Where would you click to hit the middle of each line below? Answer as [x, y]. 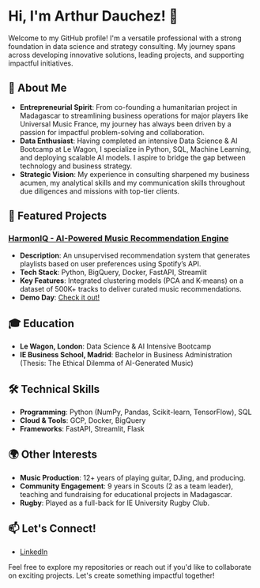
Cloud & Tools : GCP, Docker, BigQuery [83, 420]
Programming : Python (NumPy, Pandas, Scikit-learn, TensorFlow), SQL [136, 412]
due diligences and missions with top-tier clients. [100, 191]
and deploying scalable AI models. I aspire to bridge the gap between [133, 157]
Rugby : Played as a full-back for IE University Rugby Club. [115, 503]
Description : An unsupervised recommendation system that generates [135, 255]
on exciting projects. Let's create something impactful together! [111, 575]
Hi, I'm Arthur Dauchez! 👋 [93, 16]
